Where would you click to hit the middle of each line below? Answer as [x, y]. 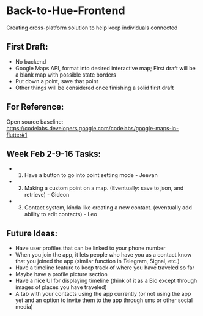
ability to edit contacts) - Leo [61, 214]
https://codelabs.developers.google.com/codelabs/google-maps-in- [93, 128]
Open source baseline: [35, 122]
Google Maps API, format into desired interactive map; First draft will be [105, 68]
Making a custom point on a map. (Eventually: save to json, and [104, 188]
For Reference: [35, 107]
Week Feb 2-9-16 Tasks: [54, 154]
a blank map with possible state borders [65, 75]
